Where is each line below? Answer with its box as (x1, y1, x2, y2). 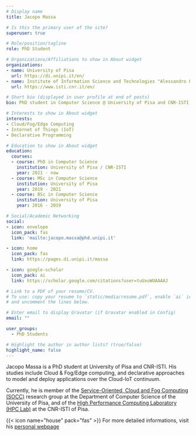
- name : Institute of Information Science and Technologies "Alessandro (6, 78, 187, 84)
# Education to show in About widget (6, 143, 98, 149)
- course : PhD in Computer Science (11, 159, 98, 165)
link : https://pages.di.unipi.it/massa (11, 256, 108, 262)
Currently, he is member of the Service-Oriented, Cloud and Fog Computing (6, 387, 188, 394)
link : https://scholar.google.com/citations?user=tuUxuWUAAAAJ (11, 277, 168, 284)
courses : (11, 153, 33, 160)
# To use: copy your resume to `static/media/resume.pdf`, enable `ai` (6, 294, 184, 300)
